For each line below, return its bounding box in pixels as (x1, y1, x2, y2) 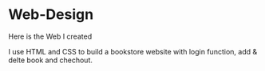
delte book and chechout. (8, 55, 93, 65)
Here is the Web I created (8, 32, 93, 41)
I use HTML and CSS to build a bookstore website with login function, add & (8, 47, 258, 56)
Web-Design (8, 6, 94, 24)
